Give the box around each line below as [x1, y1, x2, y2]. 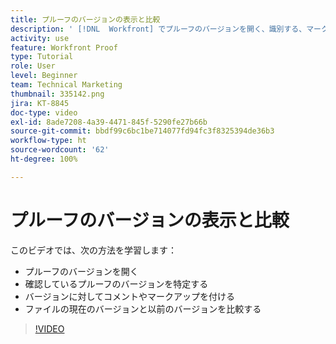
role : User [10, 61, 56, 71]
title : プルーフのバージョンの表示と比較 [10, 14, 161, 25]
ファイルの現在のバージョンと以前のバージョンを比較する [24, 302, 262, 315]
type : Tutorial [10, 52, 74, 62]
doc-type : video [10, 107, 78, 118]
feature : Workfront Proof [10, 42, 118, 53]
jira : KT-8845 [10, 98, 70, 108]
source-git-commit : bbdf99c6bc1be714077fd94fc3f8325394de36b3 [10, 126, 275, 136]
